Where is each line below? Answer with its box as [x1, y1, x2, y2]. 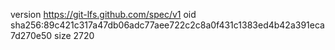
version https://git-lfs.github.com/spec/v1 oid [10, 9, 197, 20]
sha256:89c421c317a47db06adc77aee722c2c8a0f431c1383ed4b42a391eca [10, 19, 325, 31]
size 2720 [54, 30, 95, 41]
